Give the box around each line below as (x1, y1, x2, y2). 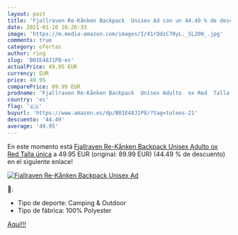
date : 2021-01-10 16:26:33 (7, 23, 87, 31)
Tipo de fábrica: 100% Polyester (17, 206, 112, 214)
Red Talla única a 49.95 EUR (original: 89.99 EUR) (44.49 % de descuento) (7, 150, 225, 158)
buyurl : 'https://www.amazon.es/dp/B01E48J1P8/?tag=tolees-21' (7, 109, 198, 116)
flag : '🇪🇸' (7, 103, 42, 110)
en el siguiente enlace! (7, 157, 73, 165)
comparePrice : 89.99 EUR (7, 83, 81, 90)
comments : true (7, 37, 52, 44)
